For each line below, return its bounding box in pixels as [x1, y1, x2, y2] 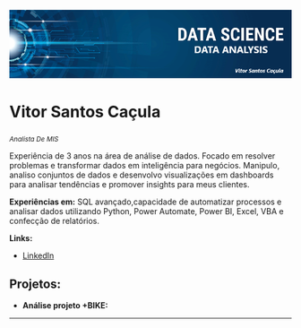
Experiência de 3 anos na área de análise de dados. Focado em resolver [9, 151, 276, 161]
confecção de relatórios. [9, 216, 100, 227]
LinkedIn [21, 250, 55, 261]
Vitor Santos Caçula [9, 101, 161, 122]
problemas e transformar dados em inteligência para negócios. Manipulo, [9, 160, 280, 171]
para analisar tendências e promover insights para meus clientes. [9, 179, 250, 190]
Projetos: [9, 276, 61, 291]
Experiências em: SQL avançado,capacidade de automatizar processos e [9, 196, 282, 207]
